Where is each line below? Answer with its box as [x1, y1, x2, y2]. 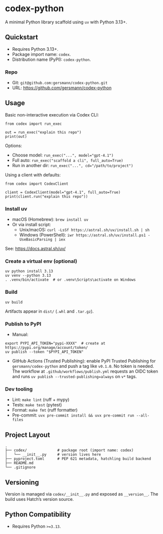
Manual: [12, 332, 29, 338]
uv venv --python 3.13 [5, 273, 51, 278]
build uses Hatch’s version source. [5, 496, 74, 502]
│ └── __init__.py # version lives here [5, 452, 101, 457]
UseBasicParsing [19, 237, 53, 242]
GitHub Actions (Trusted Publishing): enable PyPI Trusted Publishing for [12, 358, 156, 364]
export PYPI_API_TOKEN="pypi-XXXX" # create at [5, 341, 106, 346]
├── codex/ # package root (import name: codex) [5, 448, 134, 453]
